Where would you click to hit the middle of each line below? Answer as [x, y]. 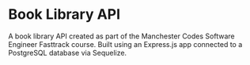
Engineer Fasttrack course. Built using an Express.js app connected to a [125, 44]
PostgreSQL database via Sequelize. [68, 52]
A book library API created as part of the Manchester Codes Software [121, 36]
